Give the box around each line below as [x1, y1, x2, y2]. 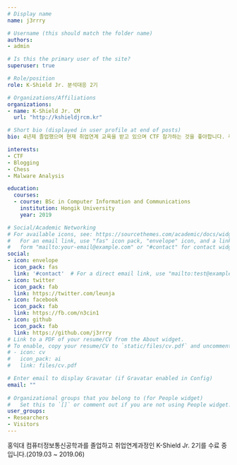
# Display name [7, 10, 52, 18]
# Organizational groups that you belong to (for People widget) [7, 394, 203, 401]
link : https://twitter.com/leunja [13, 290, 115, 297]
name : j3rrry [7, 17, 46, 24]
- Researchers [7, 414, 49, 421]
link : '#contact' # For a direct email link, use [13, 270, 166, 277]
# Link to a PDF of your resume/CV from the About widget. [7, 336, 185, 343]
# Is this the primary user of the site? [7, 56, 131, 63]
